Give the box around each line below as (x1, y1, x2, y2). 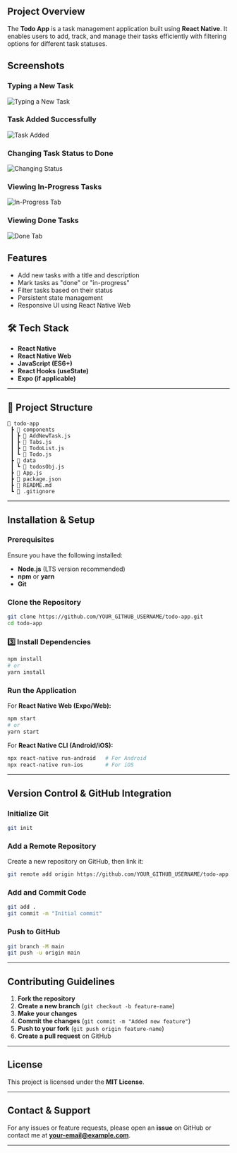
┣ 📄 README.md (10, 482, 52, 489)
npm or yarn (17, 572, 55, 581)
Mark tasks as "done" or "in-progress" (17, 278, 130, 286)
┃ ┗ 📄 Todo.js (10, 451, 52, 458)
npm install (7, 656, 42, 663)
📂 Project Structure (7, 402, 93, 413)
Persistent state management (17, 293, 104, 302)
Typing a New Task (7, 81, 74, 91)
